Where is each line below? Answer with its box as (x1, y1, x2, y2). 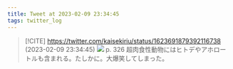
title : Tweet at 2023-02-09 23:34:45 (7, 10, 120, 18)
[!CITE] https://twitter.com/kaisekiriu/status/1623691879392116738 (24, 36, 221, 45)
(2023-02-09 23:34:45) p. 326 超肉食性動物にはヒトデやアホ (24, 45, 214, 53)
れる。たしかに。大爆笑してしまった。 (56, 54, 169, 63)
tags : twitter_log (7, 17, 62, 24)
